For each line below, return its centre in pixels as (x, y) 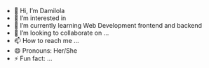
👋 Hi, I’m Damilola (39, 11)
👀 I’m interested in (40, 18)
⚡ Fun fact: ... (33, 58)
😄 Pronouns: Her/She (46, 51)
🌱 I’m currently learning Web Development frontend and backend (108, 25)
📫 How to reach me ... (46, 41)
